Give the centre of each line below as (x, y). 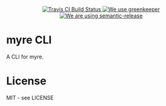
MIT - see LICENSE (30, 98)
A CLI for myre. (25, 57)
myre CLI (29, 40)
